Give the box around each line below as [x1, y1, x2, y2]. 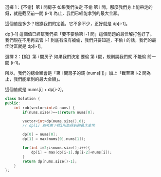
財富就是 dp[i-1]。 [9, 43, 45, 49]
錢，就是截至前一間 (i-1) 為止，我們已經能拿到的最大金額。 [5, 10, 122, 16]
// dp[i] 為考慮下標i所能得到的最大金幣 [22, 123, 95, 128]
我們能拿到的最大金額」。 [13, 76, 63, 82]
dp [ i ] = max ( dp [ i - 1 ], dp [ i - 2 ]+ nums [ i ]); [31, 150, 112, 155]
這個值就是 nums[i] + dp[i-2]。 [5, 87, 67, 92]
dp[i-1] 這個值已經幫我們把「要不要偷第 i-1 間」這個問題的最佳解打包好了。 [5, 31, 155, 37]
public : [5, 100, 21, 106]
